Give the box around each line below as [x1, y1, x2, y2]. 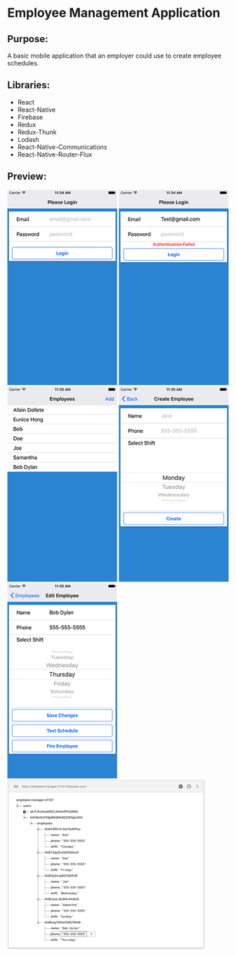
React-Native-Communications [17, 143, 107, 151]
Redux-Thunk [17, 128, 57, 136]
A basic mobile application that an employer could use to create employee [7, 51, 222, 60]
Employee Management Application [7, 5, 221, 21]
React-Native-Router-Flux [17, 150, 93, 159]
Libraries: [7, 79, 51, 91]
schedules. [7, 59, 39, 67]
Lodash [17, 135, 40, 143]
